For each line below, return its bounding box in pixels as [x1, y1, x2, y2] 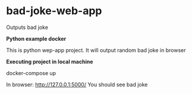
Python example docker [6, 35, 67, 42]
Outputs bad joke [6, 24, 49, 31]
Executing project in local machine [6, 58, 93, 65]
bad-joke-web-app [6, 4, 102, 18]
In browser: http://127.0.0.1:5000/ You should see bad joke [6, 81, 148, 88]
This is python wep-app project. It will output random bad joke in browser [6, 46, 186, 54]
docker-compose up [6, 69, 56, 76]
